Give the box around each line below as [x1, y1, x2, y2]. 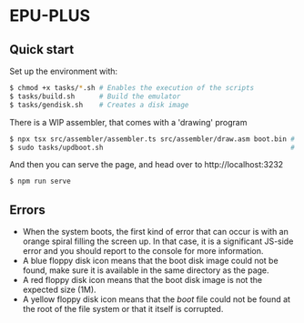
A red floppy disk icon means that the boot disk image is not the [22, 275, 262, 286]
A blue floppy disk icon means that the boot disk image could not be [22, 256, 279, 267]
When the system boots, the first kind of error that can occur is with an [22, 227, 289, 237]
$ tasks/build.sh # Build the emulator [9, 92, 181, 101]
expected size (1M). [22, 284, 97, 296]
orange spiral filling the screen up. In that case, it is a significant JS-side [22, 236, 294, 247]
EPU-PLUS [9, 5, 91, 26]
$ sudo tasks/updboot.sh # [9, 143, 296, 152]
